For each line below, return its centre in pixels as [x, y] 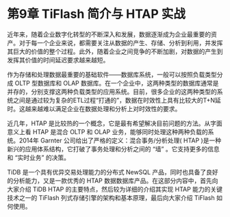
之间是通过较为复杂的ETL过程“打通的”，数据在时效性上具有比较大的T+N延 [117, 100]
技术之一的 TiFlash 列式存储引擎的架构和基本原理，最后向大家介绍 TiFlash [111, 197]
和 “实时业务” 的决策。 [39, 157]
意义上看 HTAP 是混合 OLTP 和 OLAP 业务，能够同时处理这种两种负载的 [107, 131]
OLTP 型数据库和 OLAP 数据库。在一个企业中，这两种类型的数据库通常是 [117, 83]
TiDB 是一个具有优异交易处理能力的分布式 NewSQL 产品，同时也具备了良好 [113, 172]
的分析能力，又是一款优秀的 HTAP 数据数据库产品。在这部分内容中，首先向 [113, 180]
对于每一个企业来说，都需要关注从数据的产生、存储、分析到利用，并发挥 [121, 42]
